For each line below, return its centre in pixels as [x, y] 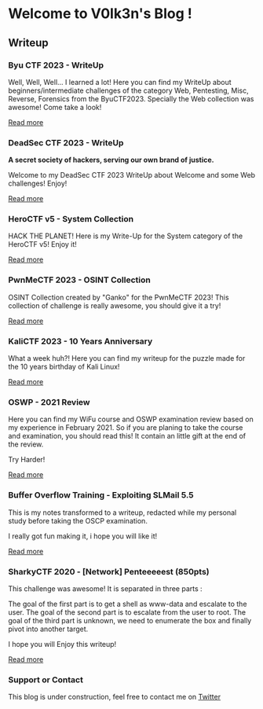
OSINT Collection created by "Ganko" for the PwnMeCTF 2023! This [119, 297]
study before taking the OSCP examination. [78, 520]
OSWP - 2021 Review [49, 402]
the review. [26, 444]
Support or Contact [46, 679]
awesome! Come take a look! [55, 107]
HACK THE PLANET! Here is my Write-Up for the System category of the [126, 236]
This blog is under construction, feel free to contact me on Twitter [115, 697]
